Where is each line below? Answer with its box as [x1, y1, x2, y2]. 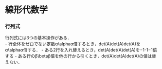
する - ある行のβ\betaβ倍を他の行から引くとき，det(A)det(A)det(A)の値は [5, 53, 152, 59]
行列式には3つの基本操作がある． [5, 35, 72, 41]
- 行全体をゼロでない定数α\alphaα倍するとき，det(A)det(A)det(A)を [5, 41, 141, 47]
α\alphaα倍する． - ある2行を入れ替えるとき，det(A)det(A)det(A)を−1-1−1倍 [5, 47, 157, 53]
